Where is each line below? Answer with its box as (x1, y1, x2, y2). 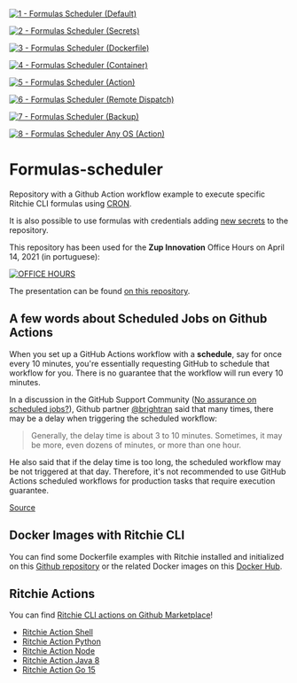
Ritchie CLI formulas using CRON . (9, 198, 132, 208)
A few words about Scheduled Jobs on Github (9, 311, 268, 327)
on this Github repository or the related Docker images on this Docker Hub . (9, 561, 283, 571)
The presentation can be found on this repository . (9, 285, 191, 296)
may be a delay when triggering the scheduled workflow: (9, 413, 217, 423)
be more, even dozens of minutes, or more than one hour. (30, 439, 242, 450)
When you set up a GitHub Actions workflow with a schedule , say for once (9, 348, 282, 359)
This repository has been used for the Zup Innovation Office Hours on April (9, 242, 285, 252)
